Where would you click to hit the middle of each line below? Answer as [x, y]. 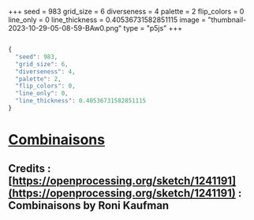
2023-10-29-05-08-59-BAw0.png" [65, 28]
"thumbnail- [227, 20]
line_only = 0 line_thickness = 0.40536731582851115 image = [107, 20]
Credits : [30, 169]
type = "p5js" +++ [153, 28]
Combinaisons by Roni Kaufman [89, 205]
